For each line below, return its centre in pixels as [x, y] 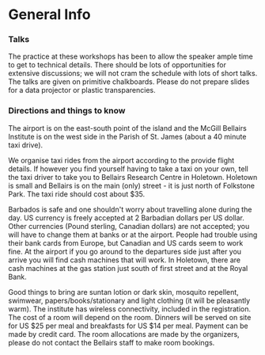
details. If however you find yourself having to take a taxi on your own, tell [129, 169]
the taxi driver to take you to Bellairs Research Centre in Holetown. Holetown [133, 177]
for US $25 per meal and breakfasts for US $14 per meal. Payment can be [128, 326]
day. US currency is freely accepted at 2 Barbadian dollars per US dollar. [127, 218]
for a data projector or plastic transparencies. [82, 90]
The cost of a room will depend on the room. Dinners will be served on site [130, 317]
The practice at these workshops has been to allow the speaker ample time [131, 56]
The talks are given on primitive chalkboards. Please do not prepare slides [129, 82]
